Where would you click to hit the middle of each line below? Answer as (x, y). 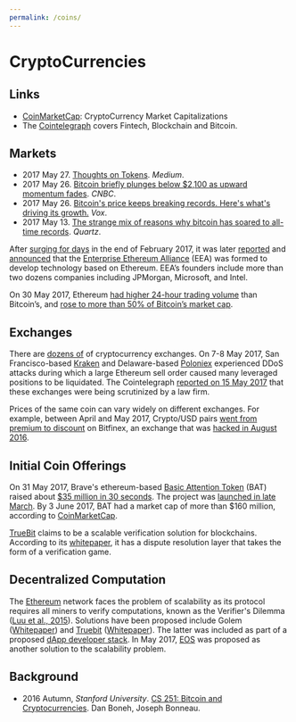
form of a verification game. (60, 552)
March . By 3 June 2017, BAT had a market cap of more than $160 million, (143, 506)
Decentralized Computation (88, 580)
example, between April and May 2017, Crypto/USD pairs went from (133, 419)
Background (44, 677)
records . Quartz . (71, 232)
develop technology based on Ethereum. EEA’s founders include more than (146, 268)
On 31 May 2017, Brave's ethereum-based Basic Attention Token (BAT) (138, 487)
